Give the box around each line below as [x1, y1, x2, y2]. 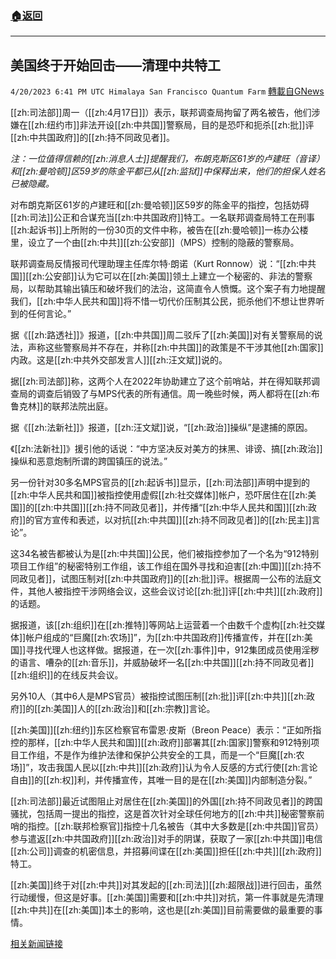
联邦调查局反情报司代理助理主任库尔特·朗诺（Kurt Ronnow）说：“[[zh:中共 [10, 258, 317, 270]
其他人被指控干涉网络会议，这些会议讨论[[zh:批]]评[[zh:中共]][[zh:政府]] [27, 585, 323, 597]
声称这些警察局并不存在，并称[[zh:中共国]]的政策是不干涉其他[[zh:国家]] [27, 342, 324, 354]
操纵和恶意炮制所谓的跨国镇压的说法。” [10, 455, 168, 467]
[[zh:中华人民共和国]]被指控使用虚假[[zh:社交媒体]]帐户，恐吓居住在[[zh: [10, 489, 308, 501]
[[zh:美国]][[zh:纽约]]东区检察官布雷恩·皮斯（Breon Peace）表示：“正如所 [10, 724, 313, 736]
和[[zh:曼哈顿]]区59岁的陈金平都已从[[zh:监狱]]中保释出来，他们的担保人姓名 [10, 165, 326, 177]
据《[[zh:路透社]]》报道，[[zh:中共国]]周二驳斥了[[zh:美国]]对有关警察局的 [10, 329, 315, 341]
